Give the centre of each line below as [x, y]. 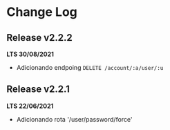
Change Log [42, 12]
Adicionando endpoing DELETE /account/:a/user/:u [90, 67]
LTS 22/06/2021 [30, 106]
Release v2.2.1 [38, 90]
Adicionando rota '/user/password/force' [74, 119]
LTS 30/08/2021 [30, 54]
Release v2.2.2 [40, 38]
